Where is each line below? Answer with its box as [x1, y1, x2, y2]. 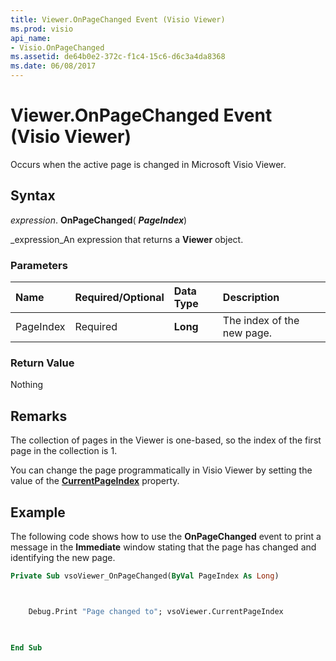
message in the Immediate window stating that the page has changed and [10, 541, 317, 553]
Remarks [10, 407, 68, 425]
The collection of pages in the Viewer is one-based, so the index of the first [10, 434, 322, 446]
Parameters [10, 258, 68, 272]
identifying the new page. [10, 551, 116, 563]
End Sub [10, 642, 43, 653]
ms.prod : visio [10, 24, 74, 34]
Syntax [10, 187, 56, 205]
